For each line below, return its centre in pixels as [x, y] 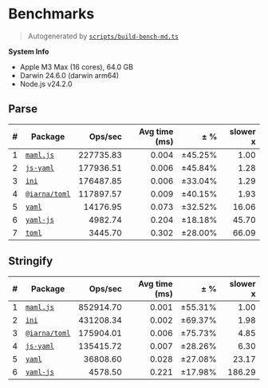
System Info [29, 51]
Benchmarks [51, 14]
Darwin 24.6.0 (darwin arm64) [69, 75]
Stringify [31, 261]
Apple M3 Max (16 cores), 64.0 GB [77, 67]
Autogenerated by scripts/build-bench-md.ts [103, 36]
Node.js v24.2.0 [46, 84]
